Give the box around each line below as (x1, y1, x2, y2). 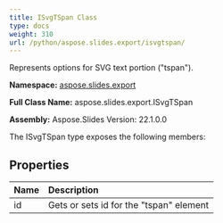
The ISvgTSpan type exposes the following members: (9, 131, 206, 143)
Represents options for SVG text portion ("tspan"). (9, 62, 194, 73)
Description (47, 184, 100, 196)
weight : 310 (9, 29, 54, 38)
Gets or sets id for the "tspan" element (47, 199, 210, 211)
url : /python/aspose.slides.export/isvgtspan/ (9, 37, 186, 47)
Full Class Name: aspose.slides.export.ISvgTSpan (9, 97, 194, 108)
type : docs (9, 21, 50, 30)
